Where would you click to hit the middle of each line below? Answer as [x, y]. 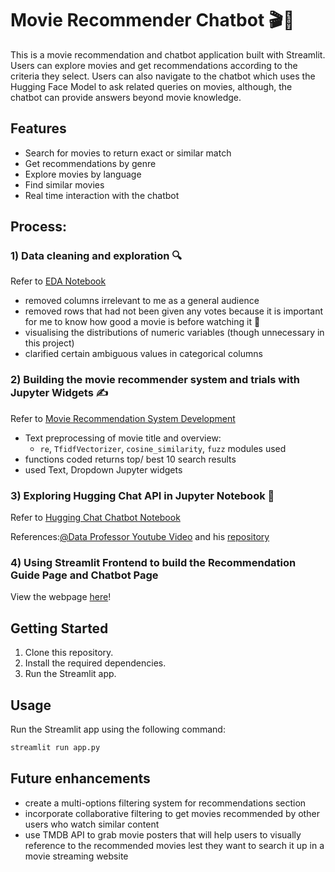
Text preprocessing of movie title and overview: [123, 438]
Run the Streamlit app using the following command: [118, 729]
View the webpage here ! [61, 597]
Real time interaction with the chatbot [102, 195]
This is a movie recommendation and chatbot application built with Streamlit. [168, 54]
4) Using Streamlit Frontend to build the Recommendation [153, 562]
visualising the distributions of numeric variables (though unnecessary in [174, 333]
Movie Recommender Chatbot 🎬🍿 [152, 20]
